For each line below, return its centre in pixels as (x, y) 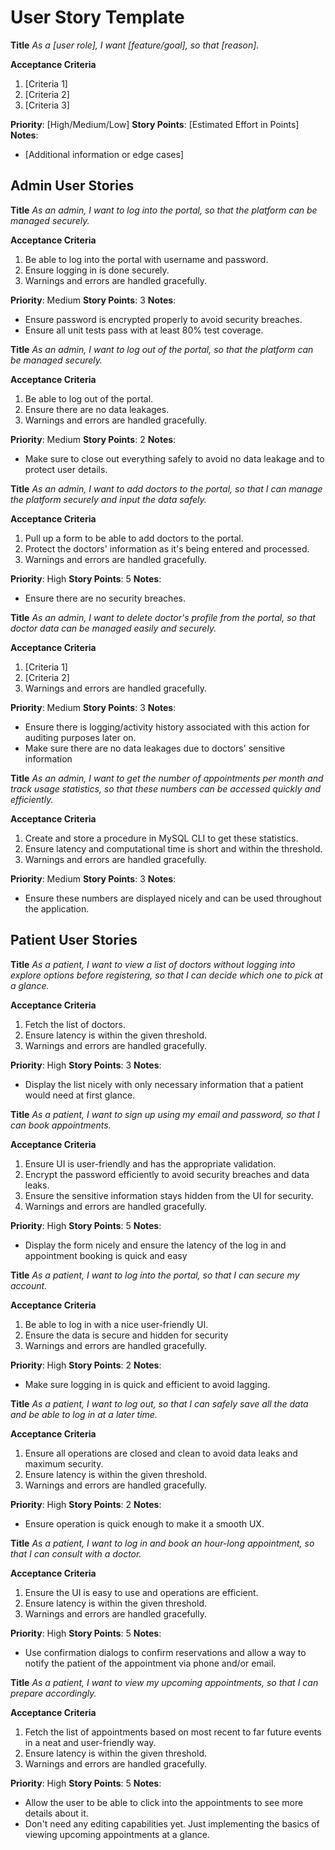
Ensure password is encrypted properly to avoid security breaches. (163, 319)
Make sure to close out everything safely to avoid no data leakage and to (174, 458)
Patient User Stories (74, 940)
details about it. (56, 1813)
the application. (57, 908)
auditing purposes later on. (80, 737)
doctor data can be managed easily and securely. (113, 628)
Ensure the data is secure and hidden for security (126, 1335)
